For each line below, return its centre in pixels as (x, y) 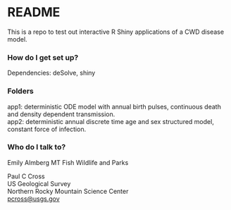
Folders (20, 91)
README (34, 12)
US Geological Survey (39, 183)
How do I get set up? (43, 57)
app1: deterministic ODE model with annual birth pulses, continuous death (114, 106)
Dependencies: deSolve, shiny (51, 73)
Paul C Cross (26, 176)
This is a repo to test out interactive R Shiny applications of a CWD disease (115, 32)
